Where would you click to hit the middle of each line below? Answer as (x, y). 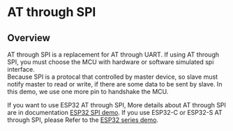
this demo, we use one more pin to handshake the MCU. (88, 92)
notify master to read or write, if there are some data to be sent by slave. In (115, 84)
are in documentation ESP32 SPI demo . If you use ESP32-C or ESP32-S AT (115, 113)
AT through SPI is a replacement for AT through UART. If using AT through (113, 54)
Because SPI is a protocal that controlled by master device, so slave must (113, 77)
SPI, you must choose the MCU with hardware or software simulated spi (111, 62)
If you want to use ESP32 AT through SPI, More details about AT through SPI (117, 105)
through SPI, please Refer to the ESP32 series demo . (83, 120)
